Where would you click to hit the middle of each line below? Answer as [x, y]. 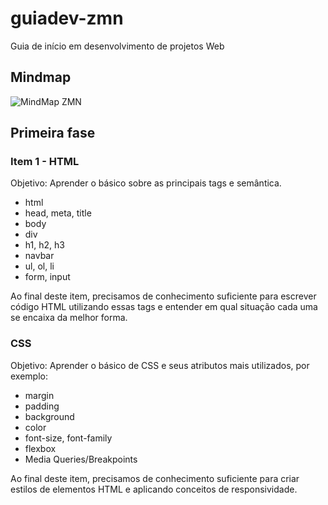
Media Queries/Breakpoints [81, 459]
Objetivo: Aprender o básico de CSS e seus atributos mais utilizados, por [160, 365]
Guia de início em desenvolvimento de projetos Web [117, 46]
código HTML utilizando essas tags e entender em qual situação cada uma [164, 307]
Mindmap [41, 77]
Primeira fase [53, 133]
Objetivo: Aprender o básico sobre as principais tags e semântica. [146, 183]
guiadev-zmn [67, 18]
